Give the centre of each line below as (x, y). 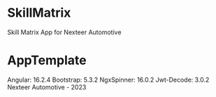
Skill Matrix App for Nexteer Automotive (64, 32)
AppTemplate (47, 60)
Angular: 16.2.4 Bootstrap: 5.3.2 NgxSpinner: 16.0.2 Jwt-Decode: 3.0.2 (108, 80)
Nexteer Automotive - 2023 (47, 87)
